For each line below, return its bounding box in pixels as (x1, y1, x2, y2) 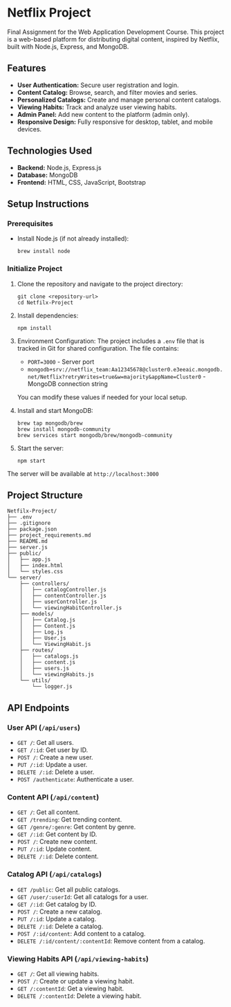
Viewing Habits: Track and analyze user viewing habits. (17, 102, 177, 111)
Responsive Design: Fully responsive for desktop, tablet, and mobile (17, 118, 213, 126)
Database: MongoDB (17, 171, 78, 179)
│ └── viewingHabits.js (19, 671, 95, 678)
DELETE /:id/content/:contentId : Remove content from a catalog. (17, 936, 205, 945)
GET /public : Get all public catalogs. (17, 885, 120, 894)
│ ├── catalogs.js (19, 653, 79, 660)
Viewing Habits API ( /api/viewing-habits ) (7, 954, 149, 963)
